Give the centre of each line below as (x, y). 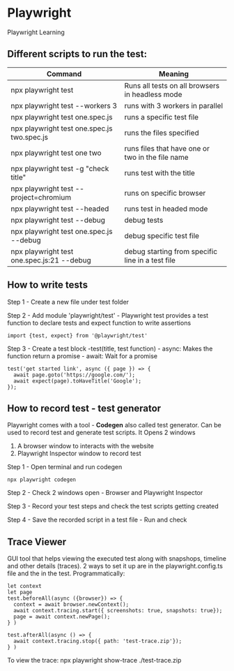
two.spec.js (30, 137)
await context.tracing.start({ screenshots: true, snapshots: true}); (118, 611)
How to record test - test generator (84, 408)
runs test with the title (159, 172)
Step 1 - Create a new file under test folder (68, 302)
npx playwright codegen (42, 480)
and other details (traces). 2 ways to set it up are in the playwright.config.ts (115, 566)
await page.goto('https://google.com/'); (75, 375)
